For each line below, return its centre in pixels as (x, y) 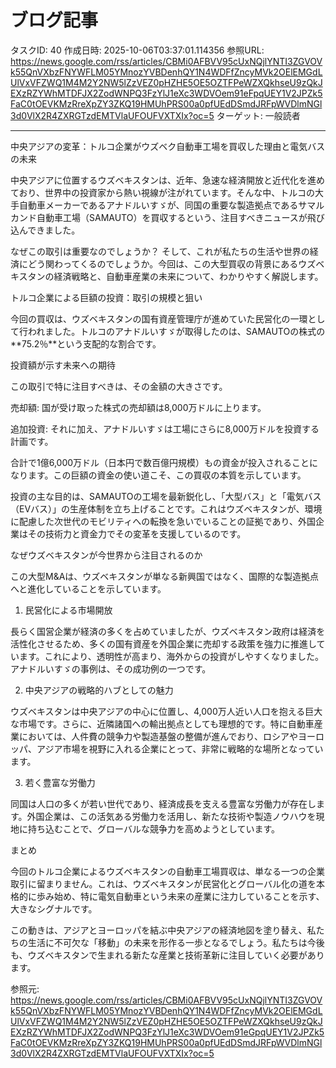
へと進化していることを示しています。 (88, 588)
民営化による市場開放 (68, 610)
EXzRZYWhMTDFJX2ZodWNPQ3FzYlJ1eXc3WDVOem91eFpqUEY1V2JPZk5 (166, 93)
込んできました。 (45, 230)
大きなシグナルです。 (54, 908)
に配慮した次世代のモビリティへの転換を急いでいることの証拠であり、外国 (163, 521)
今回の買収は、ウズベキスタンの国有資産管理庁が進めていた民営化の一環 (159, 318)
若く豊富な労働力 (60, 782)
